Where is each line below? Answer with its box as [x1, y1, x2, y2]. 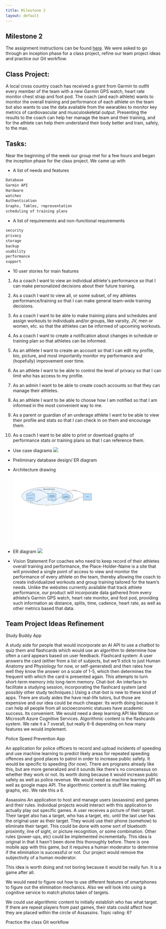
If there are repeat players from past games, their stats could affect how [5, 904, 152, 910]
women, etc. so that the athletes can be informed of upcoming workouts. [12, 323, 162, 329]
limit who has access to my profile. [12, 373, 83, 379]
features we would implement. [5, 726, 67, 732]
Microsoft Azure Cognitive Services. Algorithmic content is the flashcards [5, 716, 155, 721]
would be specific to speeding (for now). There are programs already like [5, 761, 155, 767]
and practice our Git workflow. [5, 56, 67, 62]
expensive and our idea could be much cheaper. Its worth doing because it [5, 700, 158, 706]
